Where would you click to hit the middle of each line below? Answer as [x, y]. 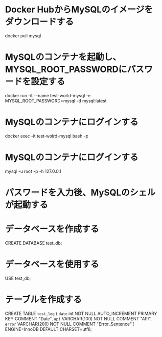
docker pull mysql [23, 36]
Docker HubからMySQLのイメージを [79, 10]
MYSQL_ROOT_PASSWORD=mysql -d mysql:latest [56, 101]
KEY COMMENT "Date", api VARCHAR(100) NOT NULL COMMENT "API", [79, 318]
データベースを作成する [52, 229]
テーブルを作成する [44, 300]
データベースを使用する [52, 264]
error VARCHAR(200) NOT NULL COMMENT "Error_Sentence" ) [70, 324]
